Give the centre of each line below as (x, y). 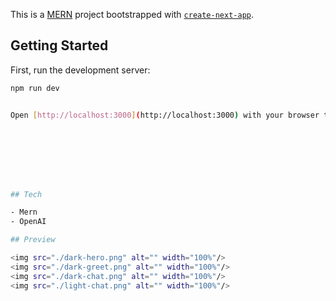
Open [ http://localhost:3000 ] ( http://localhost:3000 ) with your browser (165, 115)
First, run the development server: (80, 70)
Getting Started (59, 45)
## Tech (26, 194)
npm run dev (35, 88)
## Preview (33, 240)
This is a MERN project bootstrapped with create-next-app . (132, 14)
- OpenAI (28, 222)
